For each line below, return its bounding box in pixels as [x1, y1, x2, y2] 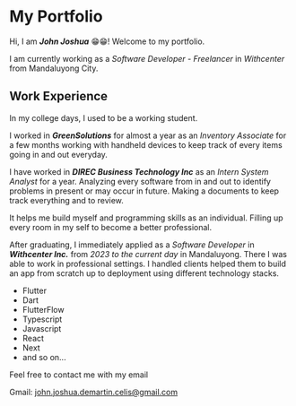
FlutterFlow [22, 304, 65, 315]
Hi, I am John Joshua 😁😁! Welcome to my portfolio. [9, 36, 205, 47]
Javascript [22, 323, 62, 333]
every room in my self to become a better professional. [9, 221, 213, 232]
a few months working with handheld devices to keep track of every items [9, 139, 283, 150]
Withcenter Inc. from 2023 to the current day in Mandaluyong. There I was [9, 248, 287, 259]
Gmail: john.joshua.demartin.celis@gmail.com [9, 386, 178, 397]
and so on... [22, 351, 66, 362]
